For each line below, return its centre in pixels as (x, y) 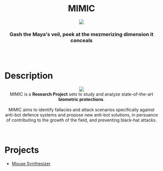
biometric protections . (81, 99)
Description (29, 76)
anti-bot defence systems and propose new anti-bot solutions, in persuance (81, 115)
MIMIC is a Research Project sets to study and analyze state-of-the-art (81, 94)
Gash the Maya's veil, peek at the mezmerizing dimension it (81, 34)
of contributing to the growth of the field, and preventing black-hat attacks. (81, 120)
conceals (81, 40)
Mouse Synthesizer (31, 164)
